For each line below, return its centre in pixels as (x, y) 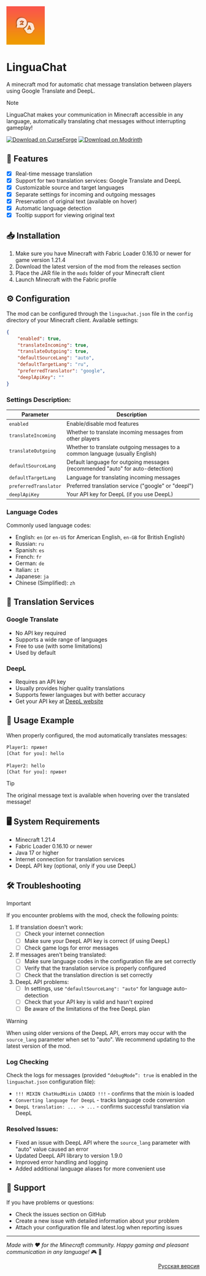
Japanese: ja (32, 577)
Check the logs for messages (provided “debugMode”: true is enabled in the (102, 1075)
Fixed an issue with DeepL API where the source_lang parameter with (103, 1142)
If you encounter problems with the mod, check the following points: (93, 915)
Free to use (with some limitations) (59, 646)
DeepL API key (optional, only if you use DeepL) (76, 866)
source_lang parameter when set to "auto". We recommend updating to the (101, 1040)
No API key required (40, 633)
